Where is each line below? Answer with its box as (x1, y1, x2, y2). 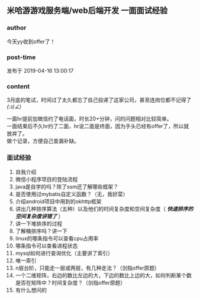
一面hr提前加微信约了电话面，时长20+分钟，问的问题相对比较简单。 (7, 115, 172, 122)
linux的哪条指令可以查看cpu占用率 (15, 235, 99, 242)
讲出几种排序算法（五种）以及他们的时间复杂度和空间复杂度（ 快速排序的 (15, 205, 193, 212)
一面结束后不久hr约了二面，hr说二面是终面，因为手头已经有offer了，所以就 (7, 123, 189, 130)
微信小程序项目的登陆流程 (15, 175, 78, 183)
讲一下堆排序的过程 (15, 220, 63, 227)
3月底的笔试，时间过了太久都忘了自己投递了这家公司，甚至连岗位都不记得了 (7, 96, 192, 103)
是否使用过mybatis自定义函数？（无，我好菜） (15, 190, 128, 197)
